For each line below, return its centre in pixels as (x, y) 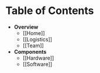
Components (30, 51)
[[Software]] (37, 64)
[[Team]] (33, 46)
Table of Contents (50, 11)
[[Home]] (34, 33)
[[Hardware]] (38, 58)
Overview (26, 27)
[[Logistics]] (37, 39)
